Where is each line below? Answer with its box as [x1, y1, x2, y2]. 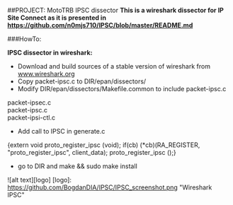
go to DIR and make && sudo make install [17, 162, 138, 170]
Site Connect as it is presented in [7, 13, 106, 22]
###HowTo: [7, 35, 42, 43]
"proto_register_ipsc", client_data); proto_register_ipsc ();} [7, 148, 177, 156]
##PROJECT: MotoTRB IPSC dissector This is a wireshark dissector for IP [7, 6, 225, 14]
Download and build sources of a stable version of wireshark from [17, 62, 211, 70]
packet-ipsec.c [7, 98, 52, 107]
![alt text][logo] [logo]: [7, 176, 72, 184]
